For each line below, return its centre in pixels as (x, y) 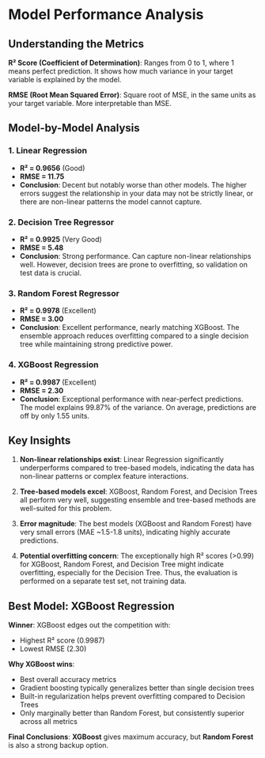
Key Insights (40, 440)
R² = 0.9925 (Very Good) (61, 239)
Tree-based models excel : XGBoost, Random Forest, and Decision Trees (138, 491)
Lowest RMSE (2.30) (53, 649)
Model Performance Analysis (106, 15)
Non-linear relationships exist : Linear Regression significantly (121, 460)
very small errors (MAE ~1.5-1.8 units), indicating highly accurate (125, 532)
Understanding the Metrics (76, 44)
